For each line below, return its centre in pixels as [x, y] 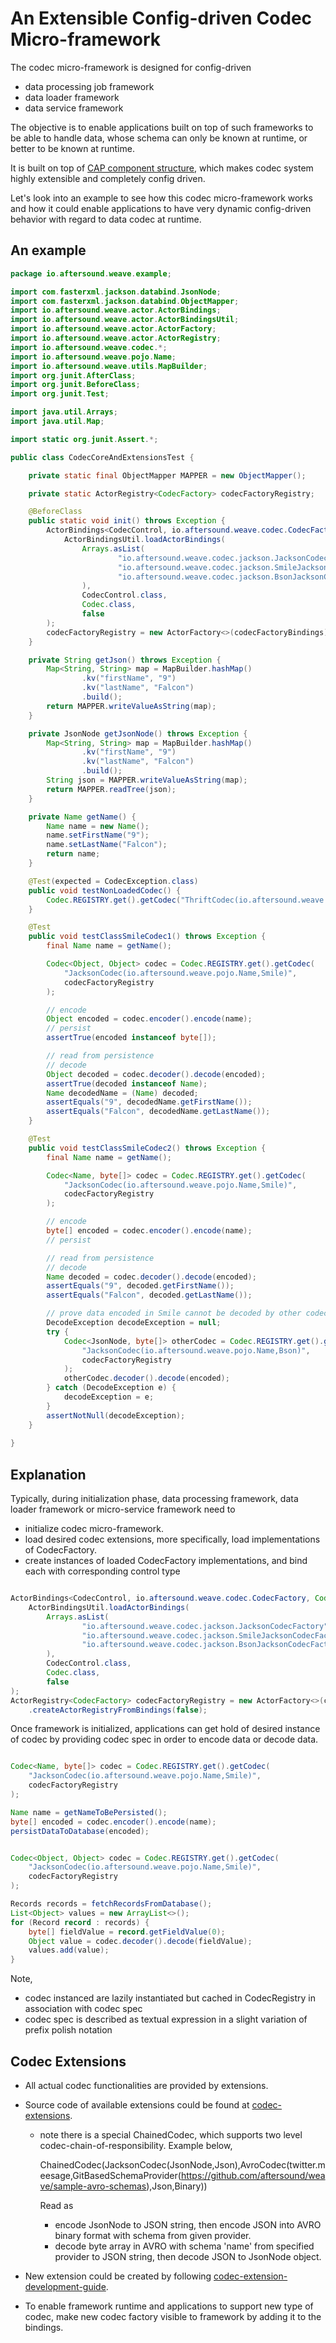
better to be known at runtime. [72, 148]
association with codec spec [83, 2009]
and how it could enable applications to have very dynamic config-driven [161, 208]
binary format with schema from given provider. [153, 2235]
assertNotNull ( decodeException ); [116, 1415]
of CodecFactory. [61, 1550]
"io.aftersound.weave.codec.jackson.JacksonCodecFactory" [205, 1626]
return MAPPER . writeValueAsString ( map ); [131, 706]
